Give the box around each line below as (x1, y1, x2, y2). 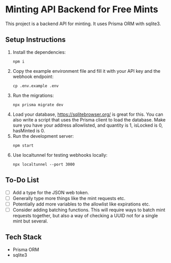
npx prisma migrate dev (12, 102, 64, 107)
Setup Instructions (5, 35, 66, 44)
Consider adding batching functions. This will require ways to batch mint (12, 207, 165, 213)
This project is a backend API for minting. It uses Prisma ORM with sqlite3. (5, 21, 161, 27)
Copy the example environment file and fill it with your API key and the (12, 68, 161, 74)
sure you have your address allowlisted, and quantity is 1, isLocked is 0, (12, 122, 163, 128)
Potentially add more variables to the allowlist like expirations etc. (12, 201, 151, 207)
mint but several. (12, 218, 48, 224)
